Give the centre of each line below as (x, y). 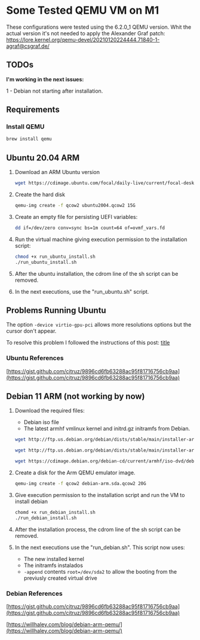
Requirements (33, 110)
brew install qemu (29, 139)
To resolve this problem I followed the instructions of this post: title (88, 343)
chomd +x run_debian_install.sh (55, 512)
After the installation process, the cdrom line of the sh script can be (98, 529)
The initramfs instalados (53, 565)
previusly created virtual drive (60, 578)
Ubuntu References (35, 358)
